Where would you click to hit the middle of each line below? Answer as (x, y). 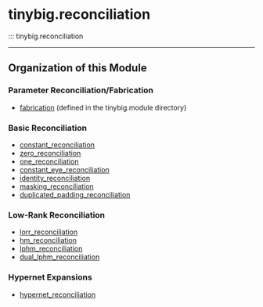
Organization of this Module (77, 68)
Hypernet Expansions (50, 277)
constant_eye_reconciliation (64, 169)
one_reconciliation (49, 161)
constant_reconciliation (57, 144)
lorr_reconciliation (49, 232)
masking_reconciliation (56, 186)
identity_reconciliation (55, 178)
